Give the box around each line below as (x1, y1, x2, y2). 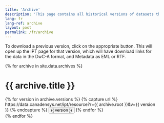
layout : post (5, 25, 32, 30)
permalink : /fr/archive (5, 30, 54, 35)
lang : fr (5, 16, 23, 21)
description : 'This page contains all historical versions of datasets (5, 12, 154, 17)
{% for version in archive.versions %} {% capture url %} (5, 96, 118, 102)
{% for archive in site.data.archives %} (5, 63, 83, 69)
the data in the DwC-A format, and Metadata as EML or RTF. (5, 54, 126, 59)
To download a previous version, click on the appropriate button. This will (5, 43, 153, 49)
